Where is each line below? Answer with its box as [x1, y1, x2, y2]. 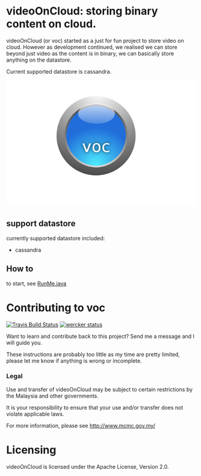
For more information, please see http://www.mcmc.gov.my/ [6, 422, 155, 429]
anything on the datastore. [6, 56, 72, 63]
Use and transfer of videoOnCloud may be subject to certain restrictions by [6, 386, 193, 393]
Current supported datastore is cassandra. [6, 68, 112, 75]
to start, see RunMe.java [6, 279, 67, 287]
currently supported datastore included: [6, 234, 105, 242]
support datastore [6, 218, 76, 229]
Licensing [6, 443, 57, 457]
